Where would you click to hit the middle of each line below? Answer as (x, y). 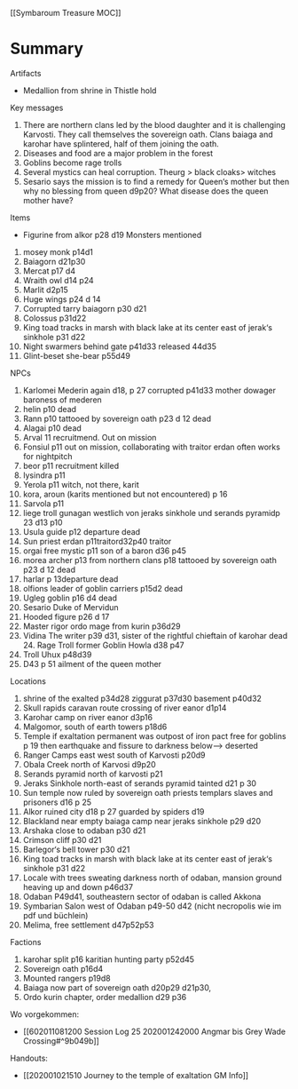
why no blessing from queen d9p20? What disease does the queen (145, 191)
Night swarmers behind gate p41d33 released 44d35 (119, 346)
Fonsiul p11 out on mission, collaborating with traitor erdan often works (151, 447)
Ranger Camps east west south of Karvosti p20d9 (114, 755)
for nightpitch (47, 456)
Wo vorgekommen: (44, 1014)
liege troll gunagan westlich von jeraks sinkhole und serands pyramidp (151, 513)
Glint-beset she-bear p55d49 (77, 355)
